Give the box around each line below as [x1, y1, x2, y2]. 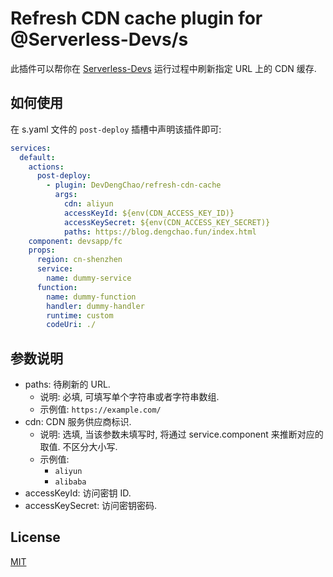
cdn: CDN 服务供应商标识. [24, 416, 132, 428]
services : [10, 143, 52, 153]
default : [19, 152, 56, 162]
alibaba [54, 477, 87, 487]
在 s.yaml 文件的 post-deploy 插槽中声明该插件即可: [10, 123, 222, 135]
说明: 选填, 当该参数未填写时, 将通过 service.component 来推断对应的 [39, 428, 324, 441]
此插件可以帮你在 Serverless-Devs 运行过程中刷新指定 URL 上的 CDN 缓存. [10, 62, 317, 74]
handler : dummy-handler [46, 301, 145, 311]
